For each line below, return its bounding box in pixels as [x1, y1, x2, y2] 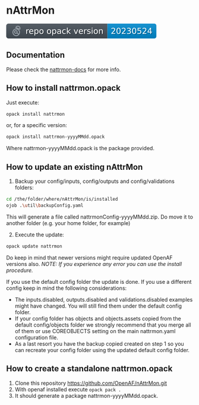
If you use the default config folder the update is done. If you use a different [6, 278, 192, 285]
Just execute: [6, 99, 40, 106]
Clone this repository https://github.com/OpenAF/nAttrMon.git [14, 379, 168, 387]
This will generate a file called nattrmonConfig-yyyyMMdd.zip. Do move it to [6, 213, 193, 220]
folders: [14, 184, 34, 191]
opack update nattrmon [6, 243, 62, 249]
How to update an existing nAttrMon [6, 162, 143, 172]
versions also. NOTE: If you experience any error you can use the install [6, 260, 182, 267]
